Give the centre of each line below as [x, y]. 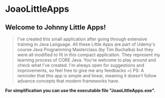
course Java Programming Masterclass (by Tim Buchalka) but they [85, 49]
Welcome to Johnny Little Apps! [55, 27]
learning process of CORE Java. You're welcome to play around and [86, 60]
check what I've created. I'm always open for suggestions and [81, 65]
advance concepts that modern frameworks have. [68, 81]
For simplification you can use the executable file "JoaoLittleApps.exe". [80, 90]
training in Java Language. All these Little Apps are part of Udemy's [86, 44]
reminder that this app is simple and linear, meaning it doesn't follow [87, 76]
